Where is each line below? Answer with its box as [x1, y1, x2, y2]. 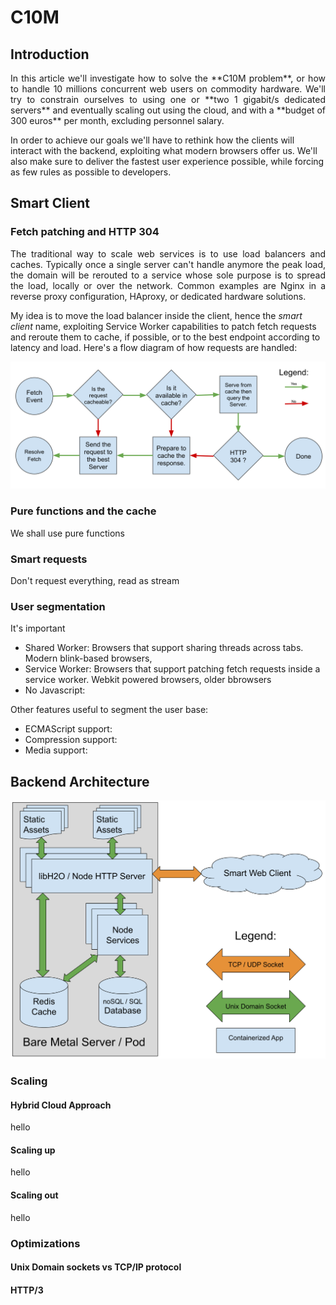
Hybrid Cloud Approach [10, 1099, 112, 1111]
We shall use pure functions [10, 527, 125, 539]
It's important [10, 622, 66, 635]
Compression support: [24, 734, 118, 746]
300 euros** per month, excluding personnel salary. [10, 115, 225, 126]
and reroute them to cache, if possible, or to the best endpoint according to [10, 331, 321, 343]
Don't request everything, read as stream [10, 575, 180, 587]
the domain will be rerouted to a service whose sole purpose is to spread [10, 269, 326, 281]
